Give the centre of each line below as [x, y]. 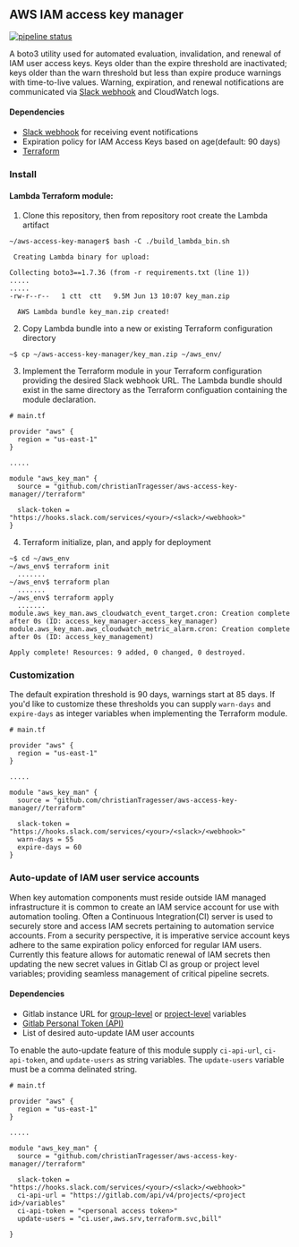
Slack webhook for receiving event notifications [110, 132]
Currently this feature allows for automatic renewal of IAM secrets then [140, 954]
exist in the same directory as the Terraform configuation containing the [155, 390]
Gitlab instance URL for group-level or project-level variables [134, 1013]
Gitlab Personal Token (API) [73, 1023]
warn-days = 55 [46, 840]
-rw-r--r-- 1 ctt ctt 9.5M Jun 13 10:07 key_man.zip [120, 296]
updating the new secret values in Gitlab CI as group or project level [134, 964]
